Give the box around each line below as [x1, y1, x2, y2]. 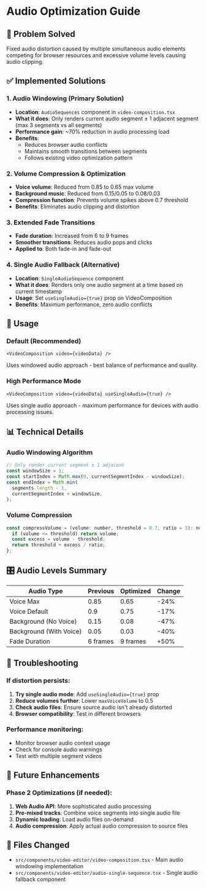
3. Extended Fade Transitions [6, 218, 95, 227]
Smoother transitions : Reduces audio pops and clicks [15, 238, 153, 246]
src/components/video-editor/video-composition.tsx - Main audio [15, 856, 184, 864]
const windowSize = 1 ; [6, 468, 64, 474]
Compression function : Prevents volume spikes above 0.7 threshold [15, 196, 188, 203]
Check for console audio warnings [15, 745, 102, 753]
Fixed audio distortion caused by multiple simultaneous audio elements [6, 45, 186, 52]
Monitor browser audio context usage [15, 739, 110, 746]
